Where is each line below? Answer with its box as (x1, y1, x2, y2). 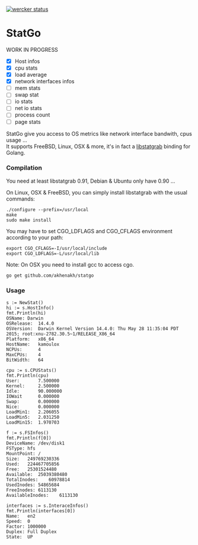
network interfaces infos (14, 78, 75, 85)
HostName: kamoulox (6, 342, 60, 347)
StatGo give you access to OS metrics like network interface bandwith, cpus (6, 130, 193, 137)
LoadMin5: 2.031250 (6, 414, 60, 421)
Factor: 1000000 (6, 524, 46, 530)
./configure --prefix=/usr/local (6, 206, 89, 212)
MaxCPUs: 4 (6, 352, 41, 358)
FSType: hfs (6, 446, 36, 452)
